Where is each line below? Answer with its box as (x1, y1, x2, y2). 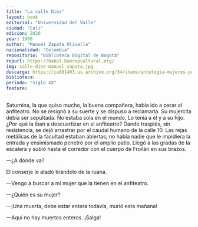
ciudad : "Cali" (6, 25, 44, 31)
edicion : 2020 (6, 31, 41, 37)
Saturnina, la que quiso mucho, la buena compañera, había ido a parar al (6, 101, 183, 108)
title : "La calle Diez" (6, 8, 65, 15)
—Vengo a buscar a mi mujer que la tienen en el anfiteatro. (6, 179, 149, 186)
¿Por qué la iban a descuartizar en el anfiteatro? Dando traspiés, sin (6, 120, 171, 127)
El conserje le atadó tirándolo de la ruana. (6, 168, 107, 175)
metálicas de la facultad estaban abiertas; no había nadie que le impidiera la (6, 133, 191, 140)
